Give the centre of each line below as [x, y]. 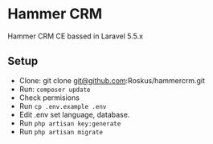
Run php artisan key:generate [70, 123]
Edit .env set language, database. [74, 114]
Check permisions [49, 98]
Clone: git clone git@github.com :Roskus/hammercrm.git [112, 80]
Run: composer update [55, 89]
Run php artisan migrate [61, 131]
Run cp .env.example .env [63, 106]
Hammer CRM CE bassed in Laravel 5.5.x [76, 36]
